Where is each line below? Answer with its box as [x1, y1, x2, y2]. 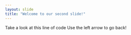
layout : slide [5, 7, 34, 12]
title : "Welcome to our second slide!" [5, 12, 86, 16]
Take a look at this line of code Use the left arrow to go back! [5, 24, 127, 30]
